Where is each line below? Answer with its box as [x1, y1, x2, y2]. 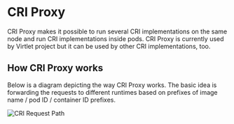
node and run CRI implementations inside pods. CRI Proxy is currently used [7, 34, 224, 42]
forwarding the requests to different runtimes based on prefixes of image [7, 88, 219, 96]
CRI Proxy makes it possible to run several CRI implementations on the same [7, 27, 228, 36]
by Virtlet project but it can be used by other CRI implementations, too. [7, 42, 211, 50]
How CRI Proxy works [7, 62, 104, 74]
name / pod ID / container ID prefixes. [7, 95, 116, 104]
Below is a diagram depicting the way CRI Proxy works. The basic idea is [7, 81, 217, 89]
